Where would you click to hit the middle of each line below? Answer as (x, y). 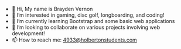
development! (28, 33)
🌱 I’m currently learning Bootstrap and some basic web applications (93, 21)
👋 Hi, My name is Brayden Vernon (52, 9)
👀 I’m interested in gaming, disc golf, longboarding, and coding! (88, 15)
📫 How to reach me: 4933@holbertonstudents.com (74, 40)
